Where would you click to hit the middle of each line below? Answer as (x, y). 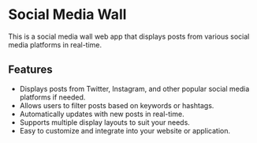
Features (30, 70)
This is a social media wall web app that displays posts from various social (129, 36)
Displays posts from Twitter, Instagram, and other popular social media (134, 88)
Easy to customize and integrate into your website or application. (125, 130)
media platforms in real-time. (55, 44)
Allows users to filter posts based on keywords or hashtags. (117, 105)
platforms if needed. (52, 97)
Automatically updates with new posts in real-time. (102, 114)
